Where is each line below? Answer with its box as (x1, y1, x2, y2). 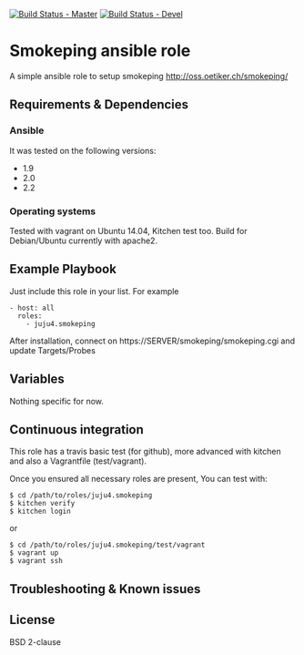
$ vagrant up (9, 548, 59, 558)
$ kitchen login (9, 507, 71, 517)
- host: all (9, 303, 55, 312)
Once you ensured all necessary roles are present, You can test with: (9, 474, 269, 485)
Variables (9, 372, 66, 387)
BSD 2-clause (9, 636, 62, 647)
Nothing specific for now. (9, 395, 105, 406)
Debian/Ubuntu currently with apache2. (9, 235, 157, 246)
